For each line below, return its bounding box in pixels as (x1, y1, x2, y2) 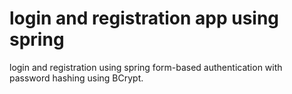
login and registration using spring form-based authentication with (9, 61, 283, 73)
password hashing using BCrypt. (9, 72, 144, 84)
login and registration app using (9, 7, 280, 30)
